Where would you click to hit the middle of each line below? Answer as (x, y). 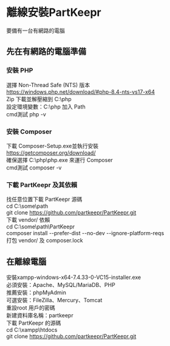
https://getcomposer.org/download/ (51, 152)
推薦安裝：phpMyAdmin (36, 292)
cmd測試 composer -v (34, 168)
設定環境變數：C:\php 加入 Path (46, 107)
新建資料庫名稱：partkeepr (40, 316)
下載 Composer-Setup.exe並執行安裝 (53, 146)
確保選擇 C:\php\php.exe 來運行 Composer (60, 160)
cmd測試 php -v (26, 114)
